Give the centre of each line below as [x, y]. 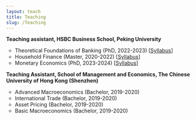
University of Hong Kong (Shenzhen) [52, 81]
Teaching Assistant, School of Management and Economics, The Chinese [98, 75]
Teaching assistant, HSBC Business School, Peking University [84, 39]
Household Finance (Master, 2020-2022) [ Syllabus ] [77, 57]
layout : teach [24, 11]
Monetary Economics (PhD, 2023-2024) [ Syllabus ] [76, 63]
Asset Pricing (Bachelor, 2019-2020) [59, 105]
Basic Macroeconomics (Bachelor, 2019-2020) [71, 111]
